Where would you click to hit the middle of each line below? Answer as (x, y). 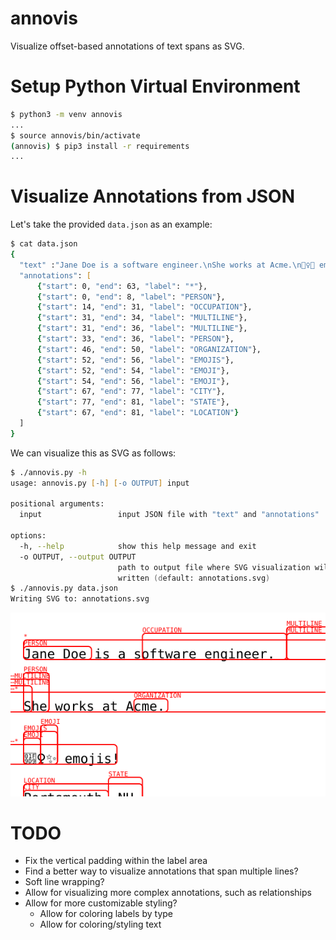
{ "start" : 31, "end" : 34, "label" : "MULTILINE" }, (142, 318)
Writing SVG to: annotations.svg (80, 599)
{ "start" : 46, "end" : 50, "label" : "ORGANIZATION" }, (149, 349)
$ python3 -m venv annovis (66, 114)
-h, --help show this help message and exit (138, 546)
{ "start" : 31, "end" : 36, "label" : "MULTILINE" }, (142, 328)
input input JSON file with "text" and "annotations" (169, 515)
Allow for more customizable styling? (101, 903)
